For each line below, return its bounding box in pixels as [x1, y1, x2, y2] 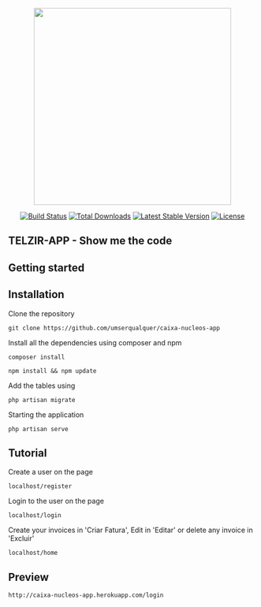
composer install [8, 353, 65, 361]
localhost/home [8, 549, 58, 557]
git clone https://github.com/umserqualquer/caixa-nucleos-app [8, 324, 221, 332]
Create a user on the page [8, 467, 93, 477]
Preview [8, 570, 50, 583]
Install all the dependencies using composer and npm [8, 337, 182, 347]
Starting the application [8, 410, 84, 419]
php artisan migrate [8, 396, 76, 404]
